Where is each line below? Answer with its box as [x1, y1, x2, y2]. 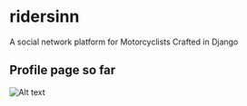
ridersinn [9, 6, 80, 27]
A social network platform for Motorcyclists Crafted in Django [9, 36, 239, 47]
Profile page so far [9, 63, 116, 78]
